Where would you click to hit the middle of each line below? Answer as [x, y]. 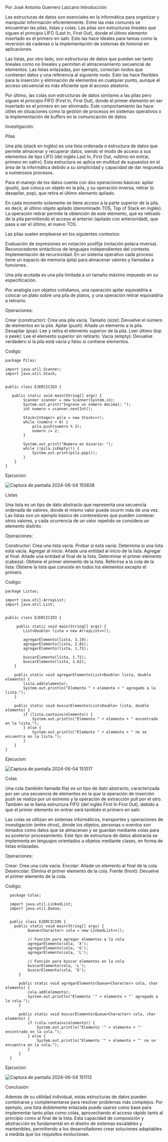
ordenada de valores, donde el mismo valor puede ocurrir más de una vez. [82, 510]
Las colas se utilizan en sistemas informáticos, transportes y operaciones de [84, 819]
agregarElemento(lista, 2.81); [56, 644]
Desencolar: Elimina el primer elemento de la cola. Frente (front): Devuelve [82, 871]
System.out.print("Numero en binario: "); [68, 444]
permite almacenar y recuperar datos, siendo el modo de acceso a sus [78, 151]
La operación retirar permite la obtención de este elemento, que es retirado [83, 214]
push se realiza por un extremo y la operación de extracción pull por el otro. [83, 799]
